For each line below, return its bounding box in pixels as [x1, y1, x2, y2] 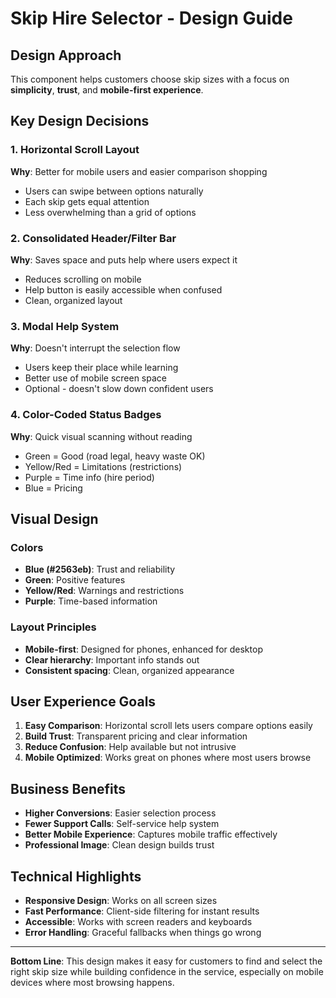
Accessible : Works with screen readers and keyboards [24, 916, 253, 927]
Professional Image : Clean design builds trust [24, 839, 215, 851]
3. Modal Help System [10, 319, 120, 333]
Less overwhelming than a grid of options [24, 206, 197, 218]
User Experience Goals [10, 693, 157, 710]
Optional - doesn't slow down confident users [24, 383, 214, 395]
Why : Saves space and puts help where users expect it [10, 253, 238, 266]
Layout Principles [10, 620, 97, 634]
